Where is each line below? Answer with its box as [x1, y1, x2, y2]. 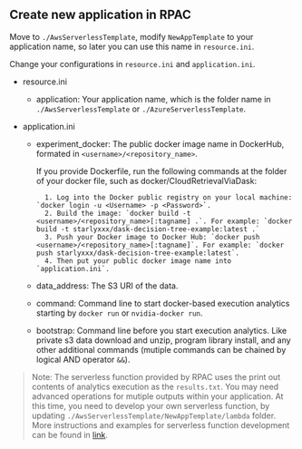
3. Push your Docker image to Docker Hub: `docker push [44, 232, 260, 241]
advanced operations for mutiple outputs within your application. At [31, 390, 284, 402]
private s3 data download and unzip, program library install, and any [35, 335, 292, 346]
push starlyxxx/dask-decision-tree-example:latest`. [35, 249, 240, 258]
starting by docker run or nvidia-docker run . [35, 307, 203, 318]
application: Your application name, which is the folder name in [35, 93, 271, 104]
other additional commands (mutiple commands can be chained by [35, 344, 287, 355]
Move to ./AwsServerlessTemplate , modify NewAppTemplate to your [9, 31, 254, 42]
